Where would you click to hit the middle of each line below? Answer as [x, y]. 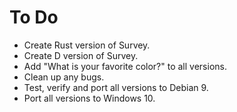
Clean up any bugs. [64, 77]
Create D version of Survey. [81, 55]
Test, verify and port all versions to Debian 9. [116, 87]
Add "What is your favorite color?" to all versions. [125, 66]
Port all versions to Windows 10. [89, 98]
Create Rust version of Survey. [87, 45]
